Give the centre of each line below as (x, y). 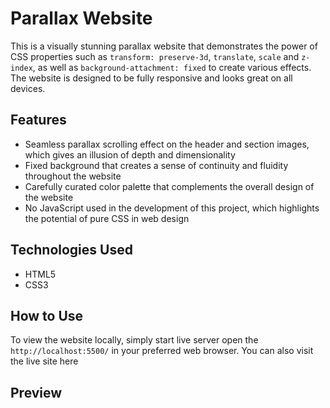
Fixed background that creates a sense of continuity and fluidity (156, 165)
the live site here (44, 361)
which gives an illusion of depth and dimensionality (130, 154)
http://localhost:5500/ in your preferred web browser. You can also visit (162, 351)
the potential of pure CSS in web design (107, 218)
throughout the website (73, 176)
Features (38, 120)
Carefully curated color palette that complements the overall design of (169, 186)
